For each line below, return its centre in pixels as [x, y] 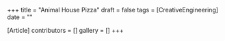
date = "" [20, 17]
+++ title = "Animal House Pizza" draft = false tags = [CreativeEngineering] [113, 10]
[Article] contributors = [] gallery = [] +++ [66, 30]
